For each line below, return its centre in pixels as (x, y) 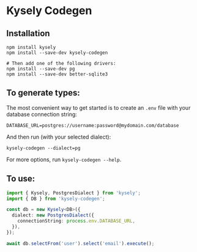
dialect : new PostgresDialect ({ (53, 215)
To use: (21, 179)
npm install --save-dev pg (41, 69)
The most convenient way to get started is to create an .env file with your (98, 107)
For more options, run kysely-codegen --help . (64, 159)
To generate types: (43, 93)
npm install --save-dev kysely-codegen (57, 53)
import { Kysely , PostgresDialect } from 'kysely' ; (73, 193)
